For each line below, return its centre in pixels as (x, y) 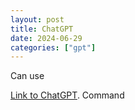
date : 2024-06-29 (46, 38)
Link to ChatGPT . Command (67, 95)
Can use (27, 76)
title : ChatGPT (42, 29)
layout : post (37, 19)
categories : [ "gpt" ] (53, 47)
